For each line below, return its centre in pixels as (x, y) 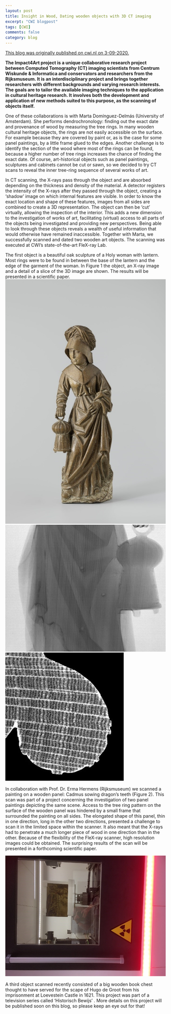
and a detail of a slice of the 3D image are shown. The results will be (77, 271)
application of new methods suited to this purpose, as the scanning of (81, 100)
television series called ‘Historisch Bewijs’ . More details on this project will (83, 1000)
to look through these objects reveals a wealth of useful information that (81, 229)
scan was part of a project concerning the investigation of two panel (77, 800)
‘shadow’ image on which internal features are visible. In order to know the (83, 196)
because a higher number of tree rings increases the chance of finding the (83, 154)
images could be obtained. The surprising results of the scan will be (76, 843)
